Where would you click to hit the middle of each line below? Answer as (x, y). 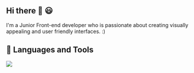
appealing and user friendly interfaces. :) (56, 31)
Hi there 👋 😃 (30, 11)
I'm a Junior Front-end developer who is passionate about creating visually (97, 25)
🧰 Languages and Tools (50, 50)
